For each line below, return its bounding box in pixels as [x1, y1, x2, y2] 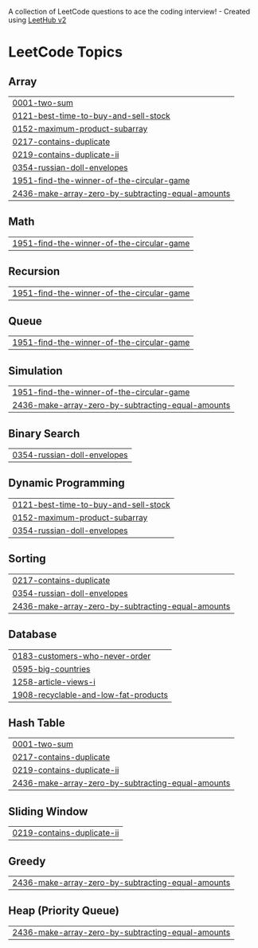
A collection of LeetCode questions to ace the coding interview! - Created [8, 7, 251, 16]
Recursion [8, 264, 61, 278]
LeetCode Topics [8, 43, 123, 61]
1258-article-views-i [12, 676, 96, 687]
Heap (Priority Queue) [8, 904, 119, 918]
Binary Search [8, 426, 80, 441]
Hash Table [8, 716, 65, 730]
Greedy [8, 854, 46, 868]
